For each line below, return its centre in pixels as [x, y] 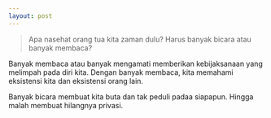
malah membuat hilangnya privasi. [66, 105]
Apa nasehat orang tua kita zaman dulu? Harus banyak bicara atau [140, 39]
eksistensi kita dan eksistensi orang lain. [76, 81]
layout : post [31, 16]
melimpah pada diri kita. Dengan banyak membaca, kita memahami [121, 72]
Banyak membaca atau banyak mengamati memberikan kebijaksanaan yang [135, 63]
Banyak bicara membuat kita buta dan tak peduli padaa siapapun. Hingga [131, 96]
